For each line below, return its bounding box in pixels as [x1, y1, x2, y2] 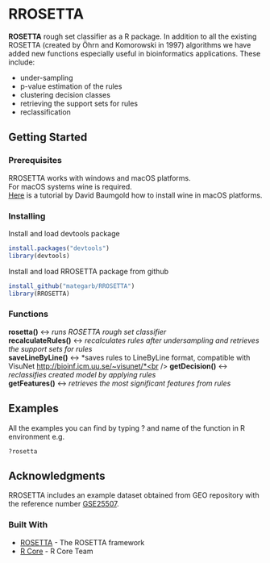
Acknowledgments [8, 469, 106, 482]
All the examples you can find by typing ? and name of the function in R [8, 423, 246, 432]
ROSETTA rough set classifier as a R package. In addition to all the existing [8, 31, 257, 41]
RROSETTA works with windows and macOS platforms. [8, 173, 191, 182]
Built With [8, 519, 48, 531]
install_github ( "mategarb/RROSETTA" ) [8, 281, 135, 290]
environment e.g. [8, 432, 65, 441]
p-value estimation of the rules [19, 81, 123, 91]
